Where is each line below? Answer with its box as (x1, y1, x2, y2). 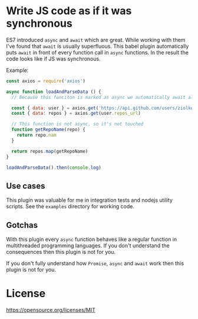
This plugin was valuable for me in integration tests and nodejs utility (6, 196, 173, 204)
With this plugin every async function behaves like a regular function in (6, 236, 177, 243)
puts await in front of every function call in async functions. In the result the (6, 49, 189, 56)
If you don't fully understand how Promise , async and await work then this (6, 260, 184, 267)
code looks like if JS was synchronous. (6, 55, 101, 62)
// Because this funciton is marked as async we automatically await (11, 94, 186, 100)
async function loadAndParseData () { (6, 89, 101, 95)
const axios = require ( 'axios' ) (6, 78, 85, 84)
